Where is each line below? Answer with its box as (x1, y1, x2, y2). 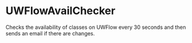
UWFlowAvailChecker (5, 4, 116, 18)
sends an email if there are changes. (5, 29, 95, 37)
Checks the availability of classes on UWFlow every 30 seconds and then (5, 24, 186, 31)
